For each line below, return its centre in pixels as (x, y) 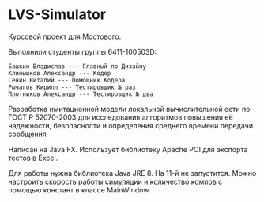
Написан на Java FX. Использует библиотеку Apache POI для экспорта (128, 149)
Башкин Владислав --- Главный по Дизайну (77, 66)
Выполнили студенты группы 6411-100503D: (83, 51)
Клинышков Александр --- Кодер (60, 73)
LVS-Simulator (57, 15)
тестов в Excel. (33, 158)
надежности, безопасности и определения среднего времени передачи (131, 125)
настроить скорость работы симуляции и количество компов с (115, 181)
